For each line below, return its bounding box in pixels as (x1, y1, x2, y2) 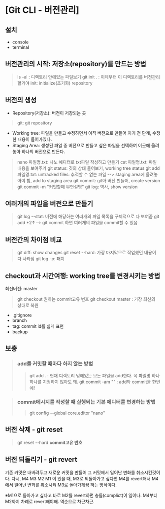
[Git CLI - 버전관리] (5, 4, 80, 16)
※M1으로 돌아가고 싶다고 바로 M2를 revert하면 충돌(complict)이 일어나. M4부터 (5, 492, 158, 498)
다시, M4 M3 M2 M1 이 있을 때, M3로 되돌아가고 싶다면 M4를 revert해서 (11, 475, 151, 481)
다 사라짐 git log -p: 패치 (17, 256, 65, 262)
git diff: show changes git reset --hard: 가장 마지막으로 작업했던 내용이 (17, 250, 157, 256)
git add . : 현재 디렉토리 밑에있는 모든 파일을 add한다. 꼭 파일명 (29, 372, 151, 378)
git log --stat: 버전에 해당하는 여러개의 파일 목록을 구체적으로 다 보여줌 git (17, 213, 159, 220)
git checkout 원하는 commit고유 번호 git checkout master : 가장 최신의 (17, 296, 156, 302)
